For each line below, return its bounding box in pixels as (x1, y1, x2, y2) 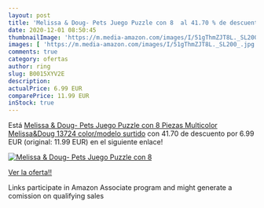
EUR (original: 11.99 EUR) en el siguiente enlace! (8, 137, 163, 147)
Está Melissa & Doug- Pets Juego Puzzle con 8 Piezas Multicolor (8, 121, 218, 130)
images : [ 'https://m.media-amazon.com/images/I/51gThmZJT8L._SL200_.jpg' (8, 41, 258, 49)
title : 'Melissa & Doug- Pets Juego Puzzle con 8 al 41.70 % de (8, 19, 226, 27)
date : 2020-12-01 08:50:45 (8, 26, 97, 34)
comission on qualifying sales (8, 192, 104, 201)
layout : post (8, 11, 51, 20)
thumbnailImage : (8, 33, 61, 42)
